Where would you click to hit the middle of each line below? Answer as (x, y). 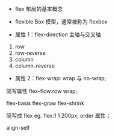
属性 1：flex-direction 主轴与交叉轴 (58, 34)
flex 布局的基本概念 (39, 9)
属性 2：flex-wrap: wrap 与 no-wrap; (61, 78)
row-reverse (30, 53)
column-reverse (35, 66)
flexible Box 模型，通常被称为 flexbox (61, 22)
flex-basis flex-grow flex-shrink (45, 103)
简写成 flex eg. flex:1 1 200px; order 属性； (59, 116)
